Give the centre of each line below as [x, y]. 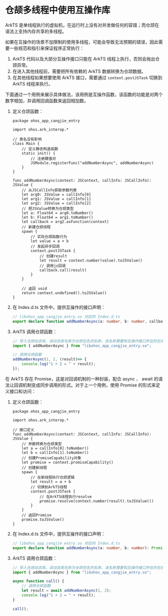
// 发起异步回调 [45, 246]
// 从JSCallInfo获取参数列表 [49, 190]
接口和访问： [22, 391]
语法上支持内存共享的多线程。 [36, 31]
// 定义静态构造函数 [40, 149]
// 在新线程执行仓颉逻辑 [53, 477]
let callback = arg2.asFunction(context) [65, 221]
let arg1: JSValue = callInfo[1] [56, 199]
